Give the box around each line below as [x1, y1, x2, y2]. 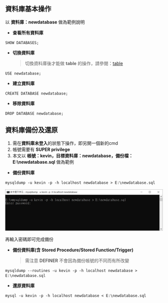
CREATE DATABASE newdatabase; [5, 91, 68, 96]
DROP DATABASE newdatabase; [5, 111, 64, 116]
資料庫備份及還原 [5, 126, 58, 134]
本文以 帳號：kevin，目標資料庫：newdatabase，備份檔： [12, 152, 133, 159]
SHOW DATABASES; [5, 40, 39, 45]
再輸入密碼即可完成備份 [5, 236, 53, 242]
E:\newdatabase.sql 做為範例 [12, 159, 74, 165]
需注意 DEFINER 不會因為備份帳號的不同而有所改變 [24, 257, 129, 263]
